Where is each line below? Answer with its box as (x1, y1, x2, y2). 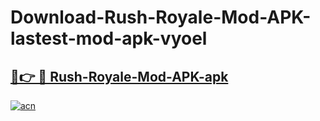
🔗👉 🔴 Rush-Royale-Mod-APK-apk (10, 68, 229, 85)
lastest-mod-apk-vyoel (10, 27, 208, 50)
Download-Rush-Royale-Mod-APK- (10, 6, 312, 29)
